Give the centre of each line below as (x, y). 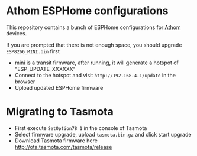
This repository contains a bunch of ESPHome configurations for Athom (93, 27)
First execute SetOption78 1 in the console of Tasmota (81, 128)
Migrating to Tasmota (60, 112)
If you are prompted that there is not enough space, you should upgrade (94, 45)
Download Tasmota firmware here (56, 141)
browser (25, 82)
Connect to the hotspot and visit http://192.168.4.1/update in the (95, 75)
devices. (17, 33)
